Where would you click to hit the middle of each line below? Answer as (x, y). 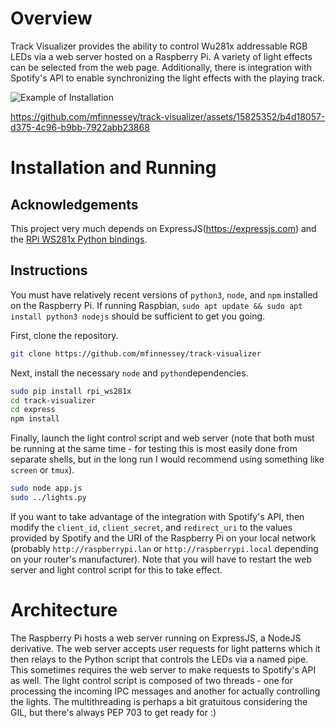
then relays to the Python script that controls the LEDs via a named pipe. (159, 659)
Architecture (64, 610)
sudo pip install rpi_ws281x (71, 391)
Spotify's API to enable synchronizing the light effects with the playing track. (168, 78)
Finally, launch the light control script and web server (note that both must (162, 438)
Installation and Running (113, 168)
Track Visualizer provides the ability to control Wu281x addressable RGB (159, 46)
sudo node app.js (46, 488)
